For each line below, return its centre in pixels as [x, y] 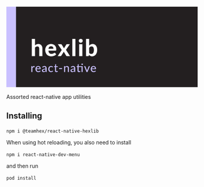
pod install [21, 178]
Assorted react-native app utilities [49, 97]
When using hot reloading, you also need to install [69, 142]
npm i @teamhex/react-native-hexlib [53, 131]
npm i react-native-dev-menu [43, 155]
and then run [22, 166]
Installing [24, 116]
